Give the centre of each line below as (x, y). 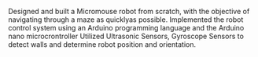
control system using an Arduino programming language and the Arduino (126, 28)
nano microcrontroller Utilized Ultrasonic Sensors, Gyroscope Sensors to (126, 36)
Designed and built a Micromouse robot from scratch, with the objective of (129, 11)
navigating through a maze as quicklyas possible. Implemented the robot (126, 20)
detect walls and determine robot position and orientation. (102, 45)
